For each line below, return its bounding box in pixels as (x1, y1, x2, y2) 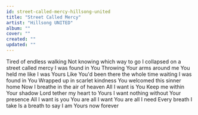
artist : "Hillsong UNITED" (6, 20, 73, 25)
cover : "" (6, 31, 31, 37)
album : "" (6, 25, 31, 31)
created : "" (6, 36, 36, 42)
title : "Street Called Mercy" (6, 14, 82, 20)
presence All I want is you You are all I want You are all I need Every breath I (6, 95, 193, 103)
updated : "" (6, 42, 36, 48)
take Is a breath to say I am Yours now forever (6, 102, 119, 109)
